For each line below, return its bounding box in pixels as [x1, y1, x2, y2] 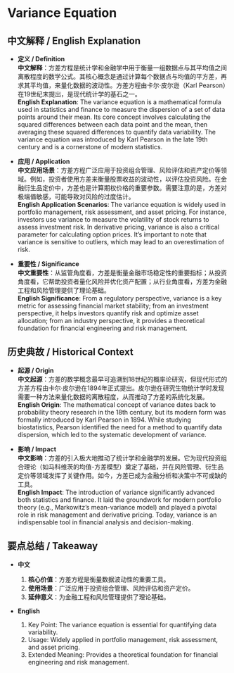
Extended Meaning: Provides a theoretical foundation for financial [27, 650, 219, 659]
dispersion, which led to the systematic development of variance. [17, 430, 207, 439]
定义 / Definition [17, 55, 65, 63]
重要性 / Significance [17, 260, 79, 268]
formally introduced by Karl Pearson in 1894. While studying [17, 415, 192, 424]
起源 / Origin [17, 366, 54, 375]
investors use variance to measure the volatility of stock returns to [17, 215, 209, 223]
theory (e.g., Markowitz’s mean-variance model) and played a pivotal [17, 503, 217, 511]
